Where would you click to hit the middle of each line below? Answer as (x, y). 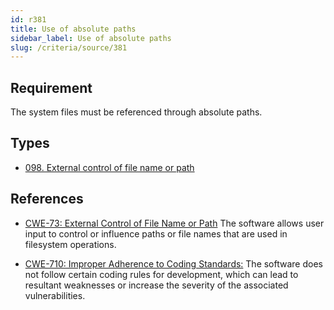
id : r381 (28, 19)
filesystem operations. (70, 244)
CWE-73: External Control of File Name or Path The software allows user (174, 223)
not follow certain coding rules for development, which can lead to (161, 274)
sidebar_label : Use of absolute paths (91, 38)
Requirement (51, 87)
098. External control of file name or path (109, 167)
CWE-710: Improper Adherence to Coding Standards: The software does (173, 263)
